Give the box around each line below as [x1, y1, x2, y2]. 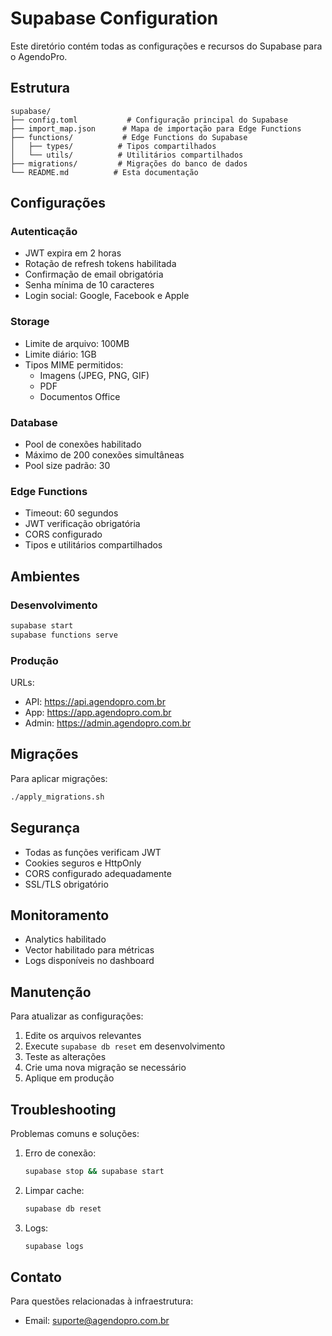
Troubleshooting [10, 1101, 117, 1118]
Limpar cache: [24, 1184, 85, 1196]
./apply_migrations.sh [10, 792, 105, 802]
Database [10, 415, 58, 429]
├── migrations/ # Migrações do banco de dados [10, 158, 248, 169]
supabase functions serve [10, 630, 118, 640]
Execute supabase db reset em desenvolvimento [24, 1040, 226, 1052]
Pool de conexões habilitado [24, 438, 142, 451]
